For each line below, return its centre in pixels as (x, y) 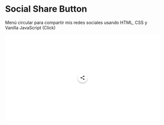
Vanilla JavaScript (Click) (30, 27)
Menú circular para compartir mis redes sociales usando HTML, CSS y (76, 22)
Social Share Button (46, 9)
